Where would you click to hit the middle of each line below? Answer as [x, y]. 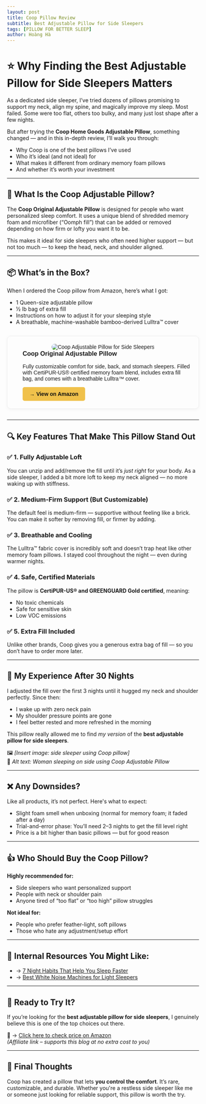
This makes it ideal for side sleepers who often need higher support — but [100, 240]
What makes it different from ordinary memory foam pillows [91, 163]
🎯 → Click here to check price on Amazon [59, 1035]
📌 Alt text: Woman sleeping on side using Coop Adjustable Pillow [88, 761]
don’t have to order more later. [45, 651]
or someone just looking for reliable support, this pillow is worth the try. [96, 1094]
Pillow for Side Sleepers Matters [90, 83]
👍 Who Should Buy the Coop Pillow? [78, 858]
